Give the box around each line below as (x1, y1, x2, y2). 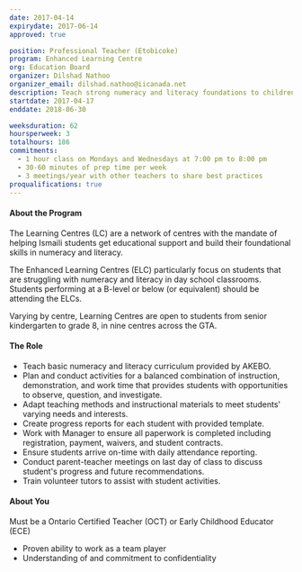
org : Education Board (9, 63, 91, 72)
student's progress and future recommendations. (22, 466, 205, 477)
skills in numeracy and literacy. (9, 247, 123, 258)
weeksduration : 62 (9, 121, 78, 131)
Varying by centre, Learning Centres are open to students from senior (9, 310, 268, 321)
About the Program (9, 207, 83, 218)
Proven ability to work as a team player (22, 542, 167, 554)
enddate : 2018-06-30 (9, 104, 87, 113)
